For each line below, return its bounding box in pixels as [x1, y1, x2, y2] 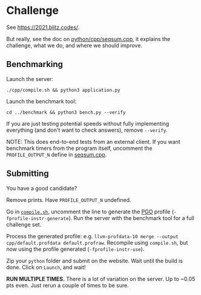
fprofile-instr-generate [6, 215, 69, 221]
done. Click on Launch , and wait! [6, 264, 86, 271]
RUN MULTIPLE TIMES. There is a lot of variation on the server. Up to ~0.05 [6, 275, 196, 282]
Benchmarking [6, 59, 64, 70]
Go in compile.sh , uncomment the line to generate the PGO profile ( [6, 208, 174, 215]
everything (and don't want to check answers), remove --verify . [6, 126, 168, 134]
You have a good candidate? [6, 184, 77, 192]
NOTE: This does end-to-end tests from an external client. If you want [6, 138, 180, 145]
